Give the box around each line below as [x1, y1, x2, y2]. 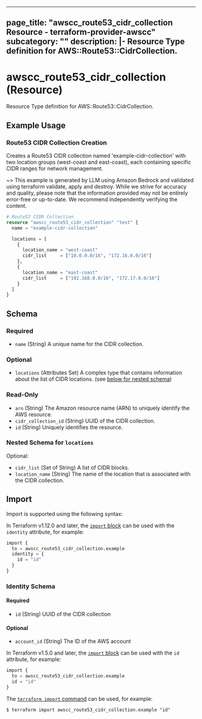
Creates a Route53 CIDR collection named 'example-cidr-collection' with [6, 152, 186, 160]
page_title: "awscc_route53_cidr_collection [6, 17, 173, 28]
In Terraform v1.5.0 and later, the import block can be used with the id [6, 649, 180, 657]
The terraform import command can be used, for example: [6, 695, 153, 702]
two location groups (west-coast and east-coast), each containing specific [6, 159, 191, 166]
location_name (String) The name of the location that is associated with [14, 470, 191, 477]
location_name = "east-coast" [22, 269, 98, 275]
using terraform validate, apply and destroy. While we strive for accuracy [6, 183, 187, 190]
